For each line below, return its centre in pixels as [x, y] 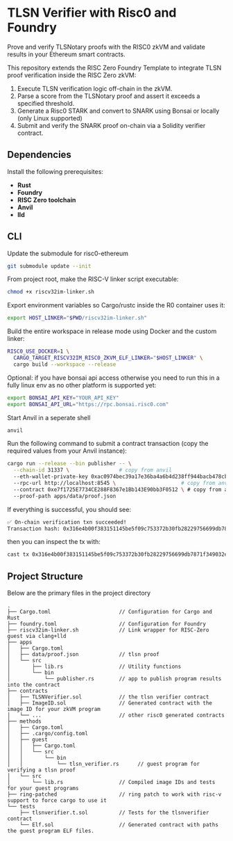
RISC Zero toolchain [46, 200]
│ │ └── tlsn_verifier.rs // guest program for [103, 764]
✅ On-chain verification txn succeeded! [67, 522]
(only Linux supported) [50, 118]
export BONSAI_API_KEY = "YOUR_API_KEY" [63, 398]
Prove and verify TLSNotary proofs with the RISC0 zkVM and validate [106, 47]
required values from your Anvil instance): [67, 451]
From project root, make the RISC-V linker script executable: [93, 279]
